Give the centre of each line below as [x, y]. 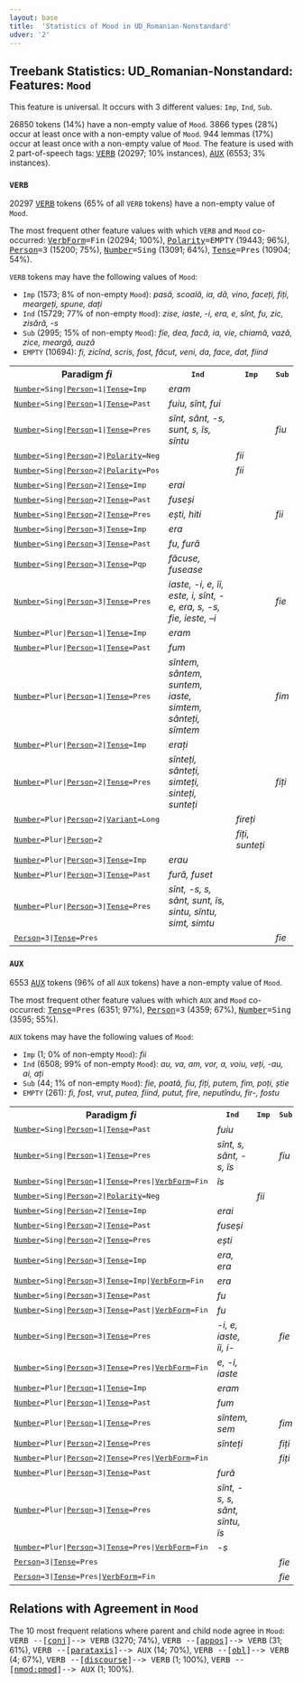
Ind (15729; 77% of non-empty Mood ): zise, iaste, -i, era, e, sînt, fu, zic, [153, 313]
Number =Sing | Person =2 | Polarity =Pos [87, 470]
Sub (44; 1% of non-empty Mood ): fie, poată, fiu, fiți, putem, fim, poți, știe [156, 1083]
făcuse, [184, 558]
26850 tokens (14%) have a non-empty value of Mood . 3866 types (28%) [144, 125]
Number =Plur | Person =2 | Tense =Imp [80, 745]
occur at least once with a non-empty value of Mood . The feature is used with [151, 144]
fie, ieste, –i [192, 618]
